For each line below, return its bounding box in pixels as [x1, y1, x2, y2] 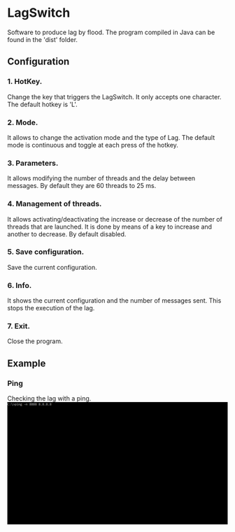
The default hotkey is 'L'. [7, 100, 78, 108]
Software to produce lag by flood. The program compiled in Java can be [7, 28, 215, 36]
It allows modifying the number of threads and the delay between [7, 174, 196, 182]
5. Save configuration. [7, 247, 85, 257]
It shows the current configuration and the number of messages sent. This [7, 296, 222, 305]
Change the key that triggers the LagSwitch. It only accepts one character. [7, 92, 222, 101]
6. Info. [7, 280, 32, 290]
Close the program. [7, 337, 63, 345]
